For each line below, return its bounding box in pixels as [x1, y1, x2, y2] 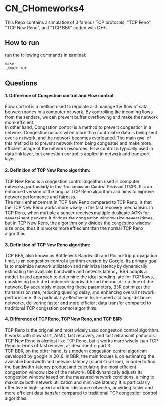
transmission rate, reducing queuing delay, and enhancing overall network [5, 289, 155, 295]
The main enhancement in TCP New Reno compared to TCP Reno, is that [5, 199, 152, 205]
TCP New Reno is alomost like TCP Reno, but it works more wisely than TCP [5, 338, 158, 344]
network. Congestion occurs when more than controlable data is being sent [5, 130, 158, 136]
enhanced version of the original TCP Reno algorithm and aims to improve [5, 188, 154, 194]
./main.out [5, 65, 27, 70]
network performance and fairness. [5, 194, 77, 200]
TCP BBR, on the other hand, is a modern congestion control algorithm [5, 348, 147, 354]
